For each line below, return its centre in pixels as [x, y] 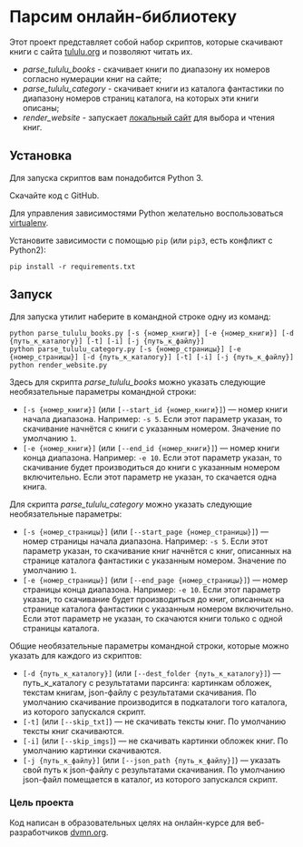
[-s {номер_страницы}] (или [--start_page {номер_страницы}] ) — [146, 531]
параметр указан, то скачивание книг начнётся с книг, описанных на [157, 550]
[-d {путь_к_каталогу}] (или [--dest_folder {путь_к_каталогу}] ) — [151, 673]
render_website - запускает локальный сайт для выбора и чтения [148, 117]
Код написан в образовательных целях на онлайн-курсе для [127, 822]
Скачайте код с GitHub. [54, 195]
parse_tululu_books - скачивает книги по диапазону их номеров [146, 69]
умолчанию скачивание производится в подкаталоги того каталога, [155, 701]
